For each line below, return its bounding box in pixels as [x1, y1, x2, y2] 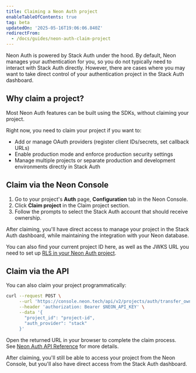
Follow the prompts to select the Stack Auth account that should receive [14, 208, 188, 215]
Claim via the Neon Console [6, 180, 109, 190]
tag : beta [6, 19, 30, 25]
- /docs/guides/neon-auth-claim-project [11, 36, 111, 42]
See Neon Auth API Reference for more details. [6, 343, 119, 350]
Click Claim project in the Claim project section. [14, 201, 130, 208]
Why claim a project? [6, 94, 85, 104]
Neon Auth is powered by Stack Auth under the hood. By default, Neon [6, 52, 176, 59]
